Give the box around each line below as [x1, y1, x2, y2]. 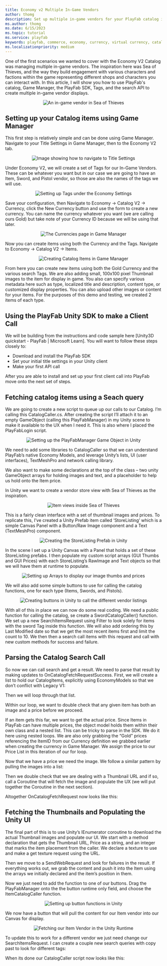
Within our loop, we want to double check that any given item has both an [5, 702, 156, 708]
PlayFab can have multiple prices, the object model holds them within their [5, 722, 158, 728]
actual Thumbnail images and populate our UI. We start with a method [5, 834, 148, 840]
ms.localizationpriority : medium [5, 44, 75, 49]
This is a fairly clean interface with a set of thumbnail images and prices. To [5, 512, 160, 518]
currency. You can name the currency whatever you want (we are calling [5, 211, 154, 217]
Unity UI [5, 816, 31, 824]
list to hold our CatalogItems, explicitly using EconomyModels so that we [5, 677, 154, 683]
